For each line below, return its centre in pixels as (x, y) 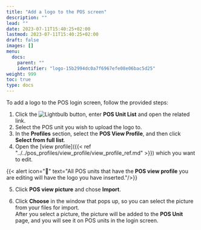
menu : (13, 52)
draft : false (23, 40)
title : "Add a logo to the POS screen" (57, 12)
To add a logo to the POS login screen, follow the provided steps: (87, 103)
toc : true (19, 79)
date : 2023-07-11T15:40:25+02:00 (48, 29)
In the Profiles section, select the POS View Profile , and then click (98, 134)
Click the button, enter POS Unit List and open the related (102, 114)
